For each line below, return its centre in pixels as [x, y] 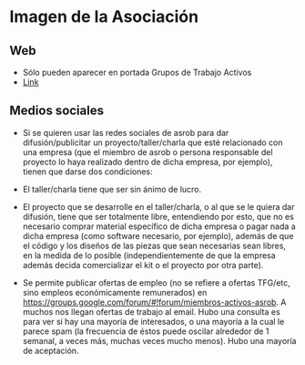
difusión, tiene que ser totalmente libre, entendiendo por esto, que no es [158, 216]
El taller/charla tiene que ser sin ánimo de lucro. [112, 189]
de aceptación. [51, 350]
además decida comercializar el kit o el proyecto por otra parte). [143, 265]
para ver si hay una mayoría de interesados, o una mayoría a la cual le [153, 321]
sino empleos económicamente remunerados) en [115, 292]
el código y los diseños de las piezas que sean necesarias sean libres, [154, 245]
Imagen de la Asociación [104, 17]
